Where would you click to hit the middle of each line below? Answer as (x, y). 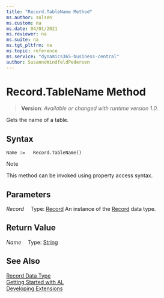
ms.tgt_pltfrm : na (29, 46)
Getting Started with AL (35, 282)
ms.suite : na (23, 40)
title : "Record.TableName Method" (50, 12)
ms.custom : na (24, 23)
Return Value (31, 228)
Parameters (29, 194)
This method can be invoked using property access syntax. (80, 175)
